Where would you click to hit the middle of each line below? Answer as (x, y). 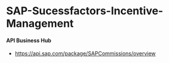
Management (40, 23)
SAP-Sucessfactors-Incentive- (85, 11)
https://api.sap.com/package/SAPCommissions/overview (85, 53)
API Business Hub (29, 40)
